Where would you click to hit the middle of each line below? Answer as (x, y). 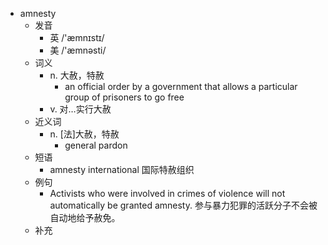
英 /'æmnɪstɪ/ (77, 37)
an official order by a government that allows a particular (181, 86)
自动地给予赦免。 (85, 217)
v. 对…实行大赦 (80, 109)
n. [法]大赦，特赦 (84, 134)
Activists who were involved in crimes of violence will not (167, 193)
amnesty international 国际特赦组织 (122, 169)
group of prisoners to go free (124, 97)
